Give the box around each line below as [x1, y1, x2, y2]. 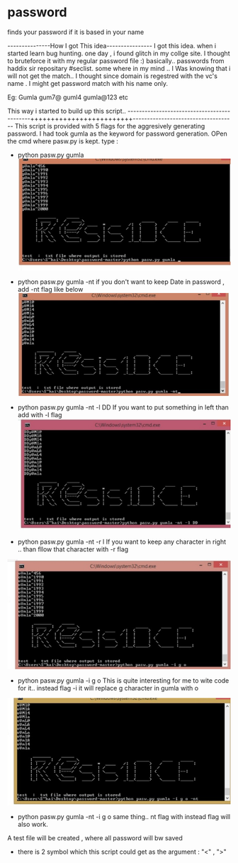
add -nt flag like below [17, 285, 84, 293]
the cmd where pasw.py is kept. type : [7, 136, 119, 145]
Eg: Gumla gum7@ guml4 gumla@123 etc [7, 93, 129, 101]
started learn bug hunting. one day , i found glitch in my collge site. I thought [7, 49, 230, 57]
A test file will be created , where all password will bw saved [7, 833, 183, 842]
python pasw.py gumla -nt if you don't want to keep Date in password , [17, 277, 225, 286]
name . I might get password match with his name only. [7, 79, 169, 87]
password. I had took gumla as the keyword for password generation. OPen [7, 129, 228, 138]
